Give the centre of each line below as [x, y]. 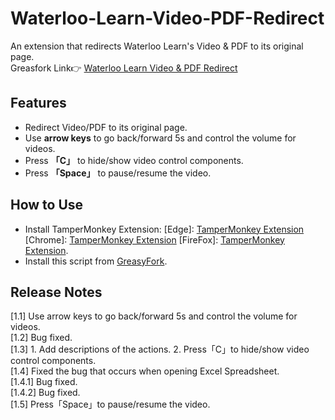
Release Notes [56, 292]
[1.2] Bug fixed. [41, 338]
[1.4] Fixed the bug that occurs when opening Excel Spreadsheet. [145, 371]
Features [38, 103]
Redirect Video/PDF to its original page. [106, 127]
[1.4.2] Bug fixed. [45, 393]
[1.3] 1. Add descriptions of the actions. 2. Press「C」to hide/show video [160, 349]
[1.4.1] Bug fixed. [44, 382]
